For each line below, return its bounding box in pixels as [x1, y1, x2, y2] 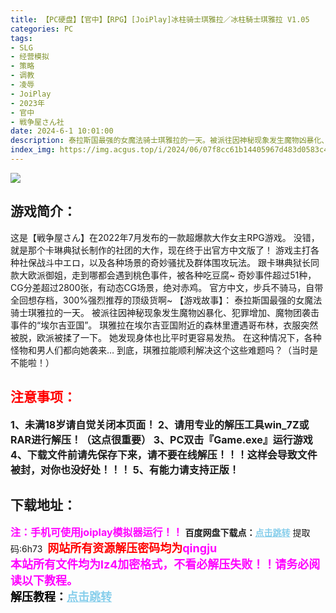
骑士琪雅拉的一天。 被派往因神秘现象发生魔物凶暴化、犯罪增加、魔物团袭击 [10, 306, 320, 318]
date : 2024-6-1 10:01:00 [10, 126, 114, 136]
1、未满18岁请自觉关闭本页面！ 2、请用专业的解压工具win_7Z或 [10, 417, 310, 431]
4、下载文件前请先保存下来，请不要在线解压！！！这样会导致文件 [10, 447, 318, 461]
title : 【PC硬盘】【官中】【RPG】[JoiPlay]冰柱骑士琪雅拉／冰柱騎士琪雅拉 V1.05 [10, 14, 310, 25]
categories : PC [10, 24, 74, 34]
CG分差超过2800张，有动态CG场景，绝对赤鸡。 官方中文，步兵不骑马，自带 [10, 281, 324, 293]
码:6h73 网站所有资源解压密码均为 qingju [10, 541, 218, 556]
